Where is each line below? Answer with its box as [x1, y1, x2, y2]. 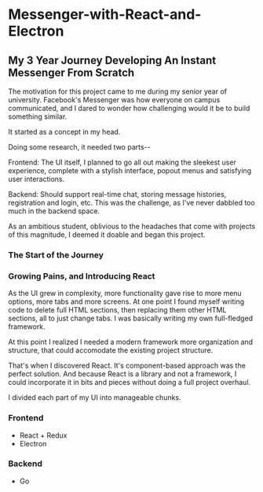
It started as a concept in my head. [8, 128, 121, 136]
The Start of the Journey [8, 250, 104, 261]
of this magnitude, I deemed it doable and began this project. [8, 230, 206, 239]
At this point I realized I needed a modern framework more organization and [8, 337, 254, 347]
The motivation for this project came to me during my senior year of [8, 87, 228, 96]
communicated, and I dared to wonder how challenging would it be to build [8, 104, 250, 113]
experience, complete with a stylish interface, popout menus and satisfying [8, 166, 252, 175]
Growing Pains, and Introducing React [8, 270, 155, 281]
